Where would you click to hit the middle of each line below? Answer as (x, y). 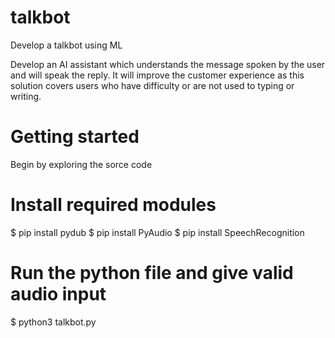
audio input (58, 294)
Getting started (75, 137)
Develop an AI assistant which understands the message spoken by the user (168, 64)
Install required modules (113, 205)
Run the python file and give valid (152, 273)
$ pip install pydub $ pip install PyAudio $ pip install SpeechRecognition (157, 232)
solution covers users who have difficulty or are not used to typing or (152, 85)
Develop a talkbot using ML (66, 45)
